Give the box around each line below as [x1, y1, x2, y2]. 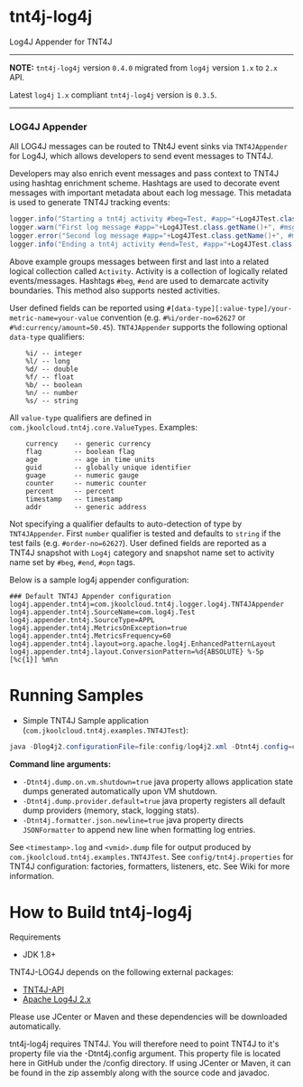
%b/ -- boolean [25, 380, 83, 390]
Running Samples [9, 685, 144, 705]
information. [9, 870, 55, 881]
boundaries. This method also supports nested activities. [9, 285, 221, 296]
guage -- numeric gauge [25, 470, 140, 480]
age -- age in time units [25, 455, 155, 464]
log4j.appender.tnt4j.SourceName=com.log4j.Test [9, 608, 196, 617]
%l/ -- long [25, 356, 70, 365]
